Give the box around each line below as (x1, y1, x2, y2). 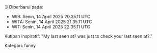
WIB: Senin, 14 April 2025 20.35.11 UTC (11, 14, 91, 19)
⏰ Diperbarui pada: (4, 4, 44, 10)
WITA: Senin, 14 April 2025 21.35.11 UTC (11, 19, 92, 25)
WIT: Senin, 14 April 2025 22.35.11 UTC (11, 24, 90, 29)
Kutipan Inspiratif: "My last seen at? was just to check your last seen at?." (4, 33, 153, 39)
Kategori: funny (4, 43, 36, 48)
